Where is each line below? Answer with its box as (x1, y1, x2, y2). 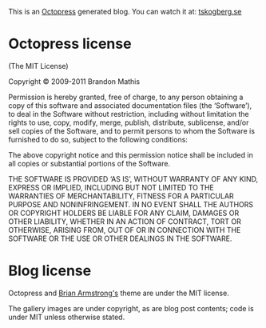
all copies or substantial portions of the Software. (8, 158, 170, 168)
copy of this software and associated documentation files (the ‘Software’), (8, 100, 252, 110)
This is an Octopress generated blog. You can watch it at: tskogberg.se (8, 7, 242, 16)
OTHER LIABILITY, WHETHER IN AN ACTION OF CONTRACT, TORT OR (8, 216, 241, 226)
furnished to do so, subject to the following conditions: (8, 134, 188, 144)
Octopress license (8, 35, 132, 53)
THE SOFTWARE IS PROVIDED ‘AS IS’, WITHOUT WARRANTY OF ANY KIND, (8, 174, 259, 183)
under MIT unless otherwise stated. (8, 312, 125, 322)
